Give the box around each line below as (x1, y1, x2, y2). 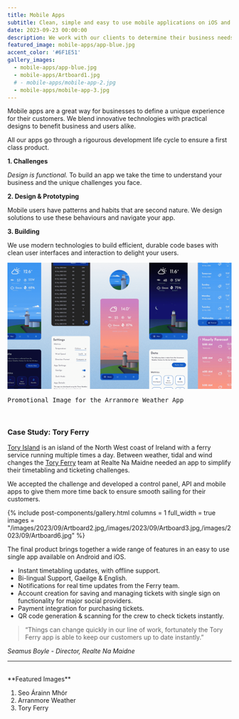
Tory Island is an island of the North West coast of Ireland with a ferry (7, 443, 211, 452)
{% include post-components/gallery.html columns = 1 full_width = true (7, 508, 216, 517)
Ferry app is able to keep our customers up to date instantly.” (24, 633, 204, 641)
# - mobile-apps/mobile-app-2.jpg (14, 79, 116, 86)
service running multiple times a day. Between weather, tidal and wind (7, 451, 213, 459)
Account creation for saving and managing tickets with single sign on (17, 589, 221, 597)
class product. (7, 143, 50, 152)
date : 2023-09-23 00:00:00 (7, 26, 87, 33)
